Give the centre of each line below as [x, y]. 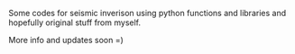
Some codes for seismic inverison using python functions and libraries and [147, 13]
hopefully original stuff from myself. [75, 22]
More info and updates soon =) [66, 40]
